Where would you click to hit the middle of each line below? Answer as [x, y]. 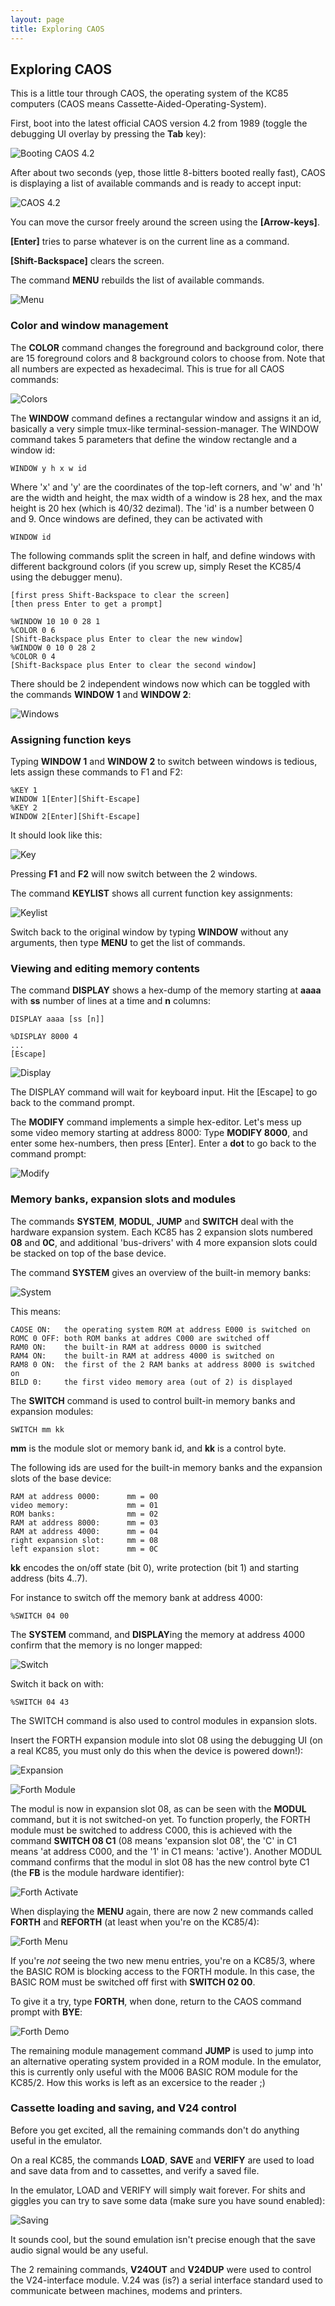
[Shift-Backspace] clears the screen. [87, 261]
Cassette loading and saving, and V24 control [123, 2108]
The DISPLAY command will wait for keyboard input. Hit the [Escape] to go [164, 1092]
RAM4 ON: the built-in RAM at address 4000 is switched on [142, 1356]
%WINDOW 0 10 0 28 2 [53, 647]
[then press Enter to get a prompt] [86, 604]
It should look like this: [56, 835]
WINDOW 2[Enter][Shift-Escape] [75, 816]
